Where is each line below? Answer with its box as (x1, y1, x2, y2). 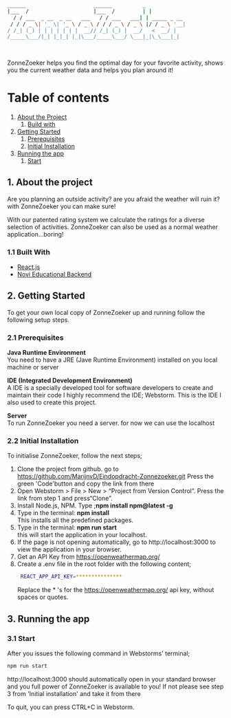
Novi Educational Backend (16, 270, 92, 279)
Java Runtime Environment (7, 349, 86, 357)
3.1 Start (7, 633, 36, 643)
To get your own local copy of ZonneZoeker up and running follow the (7, 308, 206, 316)
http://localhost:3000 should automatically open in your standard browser (7, 675, 217, 683)
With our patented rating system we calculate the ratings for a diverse (7, 215, 205, 224)
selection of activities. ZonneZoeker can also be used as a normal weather (7, 223, 219, 231)
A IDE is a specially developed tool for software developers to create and (7, 384, 213, 392)
